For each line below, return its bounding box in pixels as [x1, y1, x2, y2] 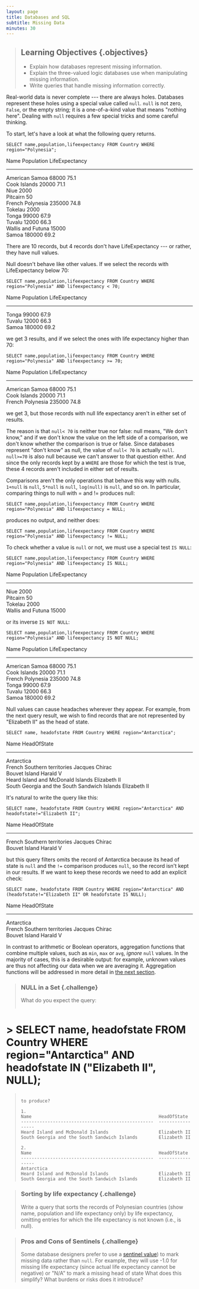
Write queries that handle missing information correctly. [29, 82, 166, 89]
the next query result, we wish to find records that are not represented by [6, 712, 185, 719]
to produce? [20, 1098, 50, 1104]
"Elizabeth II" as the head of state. [6, 718, 89, 725]
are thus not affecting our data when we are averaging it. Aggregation [6, 962, 176, 969]
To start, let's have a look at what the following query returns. [6, 130, 156, 137]
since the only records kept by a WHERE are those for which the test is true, [6, 459, 186, 466]
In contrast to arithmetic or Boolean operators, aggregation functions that [6, 943, 185, 950]
